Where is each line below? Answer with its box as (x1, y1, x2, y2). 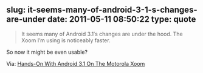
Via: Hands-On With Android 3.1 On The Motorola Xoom (6, 60, 145, 67)
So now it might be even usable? (6, 48, 88, 56)
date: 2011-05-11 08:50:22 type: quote (47, 14, 196, 25)
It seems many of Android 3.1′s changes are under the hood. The (21, 30, 184, 37)
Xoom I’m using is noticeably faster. (21, 36, 111, 44)
